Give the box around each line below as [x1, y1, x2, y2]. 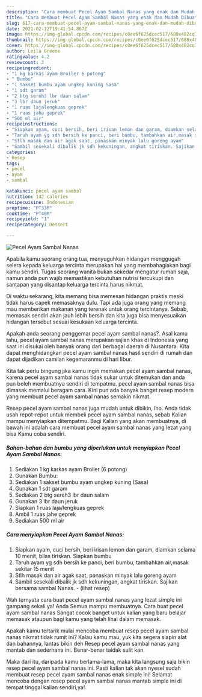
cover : [6, 43, 23, 49]
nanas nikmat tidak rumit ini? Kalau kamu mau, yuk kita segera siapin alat [6, 633, 187, 640]
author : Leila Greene [6, 48, 61, 54]
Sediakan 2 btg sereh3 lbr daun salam [14, 491, 109, 498]
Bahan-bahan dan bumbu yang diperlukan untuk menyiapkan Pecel [6, 444, 180, 451]
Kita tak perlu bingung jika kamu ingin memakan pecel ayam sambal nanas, [6, 368, 192, 374]
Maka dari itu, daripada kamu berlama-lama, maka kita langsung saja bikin [6, 658, 191, 665]
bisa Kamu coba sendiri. [6, 430, 66, 438]
